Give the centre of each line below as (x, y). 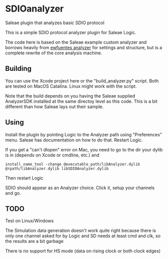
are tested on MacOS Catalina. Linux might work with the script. (71, 86)
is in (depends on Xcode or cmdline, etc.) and (52, 155)
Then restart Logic (24, 178)
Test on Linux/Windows (30, 221)
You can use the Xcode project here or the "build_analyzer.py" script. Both (82, 80)
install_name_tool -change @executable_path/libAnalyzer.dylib (73, 164)
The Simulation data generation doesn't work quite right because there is (81, 231)
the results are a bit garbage (34, 241)
